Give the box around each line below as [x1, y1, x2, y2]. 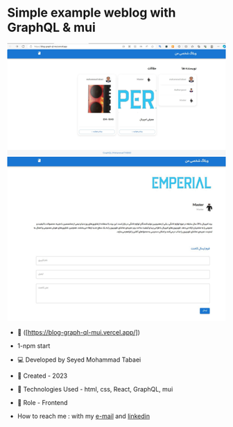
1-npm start [17, 342, 51, 350]
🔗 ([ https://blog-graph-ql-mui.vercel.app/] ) [17, 328, 141, 337]
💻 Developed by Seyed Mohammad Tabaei [17, 355, 141, 364]
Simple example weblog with [7, 5, 176, 21]
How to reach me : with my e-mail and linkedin [17, 412, 150, 421]
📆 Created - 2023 [17, 371, 68, 380]
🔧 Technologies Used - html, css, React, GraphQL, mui [17, 385, 173, 394]
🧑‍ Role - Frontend [17, 399, 68, 407]
